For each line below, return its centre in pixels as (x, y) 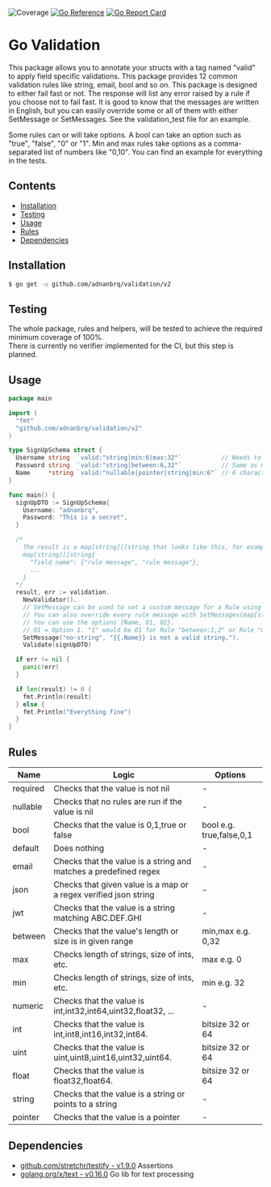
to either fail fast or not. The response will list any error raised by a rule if (129, 93)
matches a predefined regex (107, 871)
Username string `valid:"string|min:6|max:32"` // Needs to (139, 458)
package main (30, 399)
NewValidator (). (50, 600)
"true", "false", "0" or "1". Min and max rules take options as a (110, 143)
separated (25, 152)
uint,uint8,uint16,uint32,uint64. (113, 1058)
